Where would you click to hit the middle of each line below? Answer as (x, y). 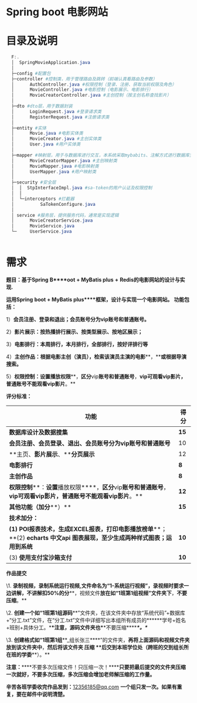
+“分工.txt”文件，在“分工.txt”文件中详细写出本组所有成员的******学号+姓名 (96, 620)
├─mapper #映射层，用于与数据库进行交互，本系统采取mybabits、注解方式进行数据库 (100, 155)
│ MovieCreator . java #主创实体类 (56, 139)
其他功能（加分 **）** (40, 507)
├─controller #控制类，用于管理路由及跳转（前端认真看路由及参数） (84, 79)
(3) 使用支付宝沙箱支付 (40, 558)
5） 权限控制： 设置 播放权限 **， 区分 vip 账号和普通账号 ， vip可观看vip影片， (96, 376)
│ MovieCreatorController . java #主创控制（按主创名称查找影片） (91, 95)
